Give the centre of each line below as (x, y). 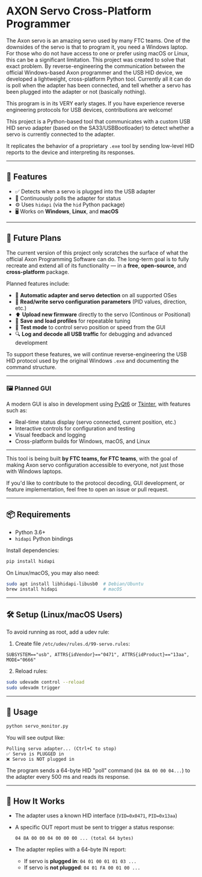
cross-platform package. (38, 271)
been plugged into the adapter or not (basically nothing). (76, 91)
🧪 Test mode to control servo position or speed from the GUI (90, 327)
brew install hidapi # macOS (64, 589)
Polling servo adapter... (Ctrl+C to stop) (62, 748)
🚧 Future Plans (34, 238)
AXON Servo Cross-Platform (79, 11)
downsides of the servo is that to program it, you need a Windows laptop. (97, 47)
